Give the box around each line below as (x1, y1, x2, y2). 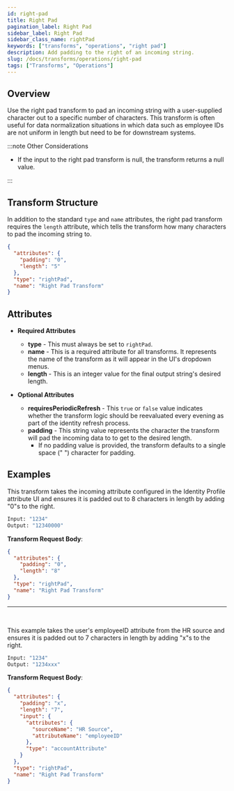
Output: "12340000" (7, 522, 64, 529)
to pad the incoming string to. (7, 230, 92, 238)
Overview (7, 88, 51, 100)
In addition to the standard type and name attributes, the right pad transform (7, 215, 223, 224)
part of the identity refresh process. (27, 419, 130, 427)
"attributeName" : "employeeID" (32, 732, 123, 739)
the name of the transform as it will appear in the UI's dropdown (27, 355, 212, 363)
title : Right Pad (7, 17, 58, 24)
